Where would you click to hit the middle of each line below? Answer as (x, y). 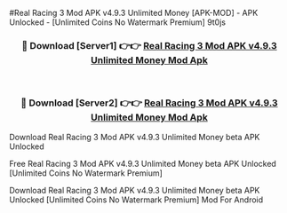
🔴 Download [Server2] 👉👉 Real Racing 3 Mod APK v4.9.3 (149, 103)
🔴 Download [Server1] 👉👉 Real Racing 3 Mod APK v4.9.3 (149, 45)
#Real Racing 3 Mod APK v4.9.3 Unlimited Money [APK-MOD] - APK (134, 13)
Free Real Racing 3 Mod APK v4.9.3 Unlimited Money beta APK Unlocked (143, 163)
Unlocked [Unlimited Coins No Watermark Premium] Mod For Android (136, 200)
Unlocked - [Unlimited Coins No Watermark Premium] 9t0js (118, 22)
